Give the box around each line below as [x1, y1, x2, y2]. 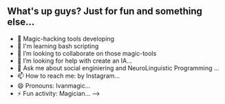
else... [7, 17, 35, 28]
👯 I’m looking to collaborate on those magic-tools [17, 49, 157, 57]
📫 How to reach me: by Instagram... [17, 72, 120, 80]
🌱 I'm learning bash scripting [17, 41, 99, 50]
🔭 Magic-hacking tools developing [17, 34, 115, 43]
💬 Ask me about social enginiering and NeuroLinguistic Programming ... [17, 63, 219, 72]
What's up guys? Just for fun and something [7, 6, 203, 17]
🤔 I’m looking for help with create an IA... [17, 56, 132, 65]
